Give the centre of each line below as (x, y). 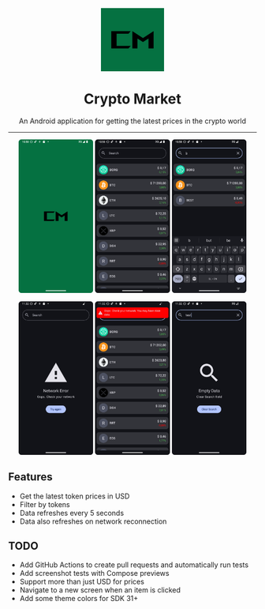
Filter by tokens (45, 504)
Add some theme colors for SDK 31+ (79, 599)
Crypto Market (132, 99)
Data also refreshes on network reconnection (93, 521)
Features (30, 477)
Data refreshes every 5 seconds (72, 513)
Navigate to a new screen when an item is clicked (100, 590)
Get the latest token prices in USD (75, 496)
